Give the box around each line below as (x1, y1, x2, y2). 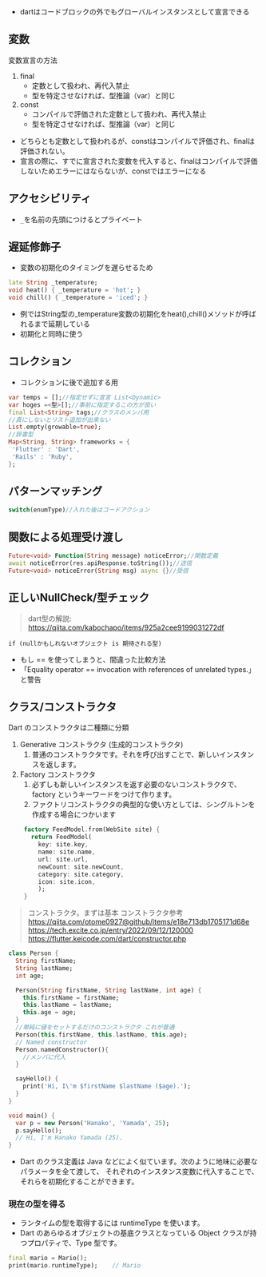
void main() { (8, 1112, 56, 1120)
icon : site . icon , (38, 877, 96, 885)
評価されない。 (19, 146, 69, 156)
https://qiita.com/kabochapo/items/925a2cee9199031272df (27, 623, 225, 632)
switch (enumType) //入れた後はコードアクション (8, 506, 150, 514)
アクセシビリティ (8, 192, 92, 205)
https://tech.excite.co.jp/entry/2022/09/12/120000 (27, 925, 194, 935)
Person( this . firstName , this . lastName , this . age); (15, 1030, 188, 1039)
